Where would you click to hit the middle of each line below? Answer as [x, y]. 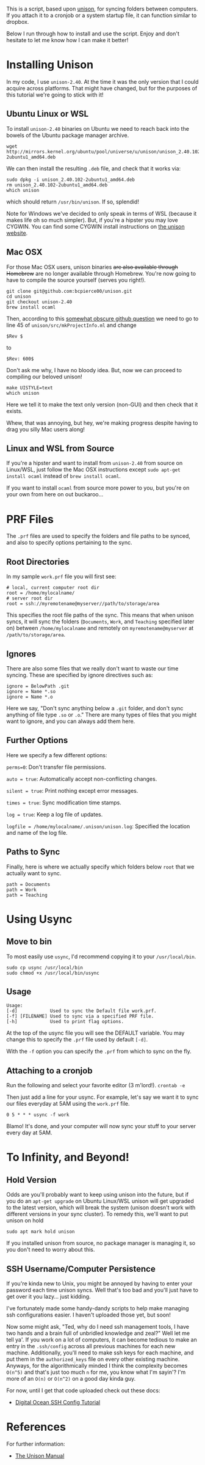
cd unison [19, 296]
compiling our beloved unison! [44, 376]
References [36, 1427]
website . [17, 233]
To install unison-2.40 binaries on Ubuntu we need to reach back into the [98, 128]
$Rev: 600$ [20, 359]
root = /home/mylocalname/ [41, 593]
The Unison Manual [40, 1456]
